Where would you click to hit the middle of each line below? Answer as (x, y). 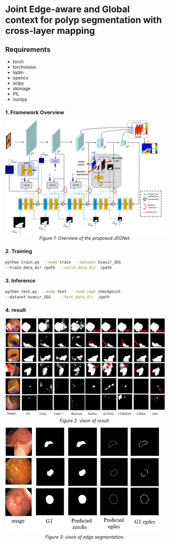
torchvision (24, 67)
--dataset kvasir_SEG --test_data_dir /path (57, 297)
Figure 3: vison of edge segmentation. (85, 537)
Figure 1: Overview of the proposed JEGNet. (85, 238)
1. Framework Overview (35, 112)
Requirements (28, 49)
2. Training (19, 251)
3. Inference (20, 280)
